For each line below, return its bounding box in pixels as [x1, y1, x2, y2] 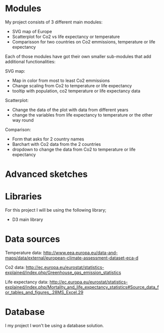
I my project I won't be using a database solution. [5, 322, 104, 328]
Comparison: [5, 126, 31, 132]
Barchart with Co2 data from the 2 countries [12, 141, 101, 147]
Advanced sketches [5, 169, 88, 180]
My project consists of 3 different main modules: [5, 19, 103, 25]
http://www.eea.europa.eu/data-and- [43, 250, 118, 255]
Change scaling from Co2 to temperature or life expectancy [12, 82, 132, 88]
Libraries [5, 191, 42, 202]
